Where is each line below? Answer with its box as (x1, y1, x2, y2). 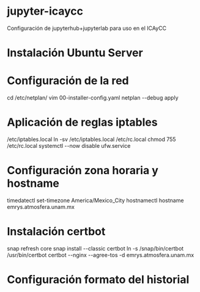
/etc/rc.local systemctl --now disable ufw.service (7, 142, 131, 149)
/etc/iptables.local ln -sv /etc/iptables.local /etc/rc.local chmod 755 (7, 136, 176, 143)
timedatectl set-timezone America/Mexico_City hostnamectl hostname (7, 197, 184, 204)
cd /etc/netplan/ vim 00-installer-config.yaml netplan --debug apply (7, 94, 179, 101)
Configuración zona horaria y (7, 164, 158, 178)
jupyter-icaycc (7, 4, 84, 18)
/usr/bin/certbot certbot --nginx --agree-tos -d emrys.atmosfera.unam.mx (7, 251, 194, 258)
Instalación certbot (7, 225, 106, 239)
